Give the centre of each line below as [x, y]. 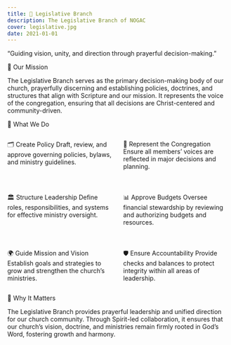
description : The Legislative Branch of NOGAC [77, 20]
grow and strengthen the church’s [56, 271]
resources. [139, 222]
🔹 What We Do [28, 125]
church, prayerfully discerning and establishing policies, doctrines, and [110, 88]
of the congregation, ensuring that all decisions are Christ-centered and [111, 103]
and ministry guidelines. [42, 162]
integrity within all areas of [161, 271]
